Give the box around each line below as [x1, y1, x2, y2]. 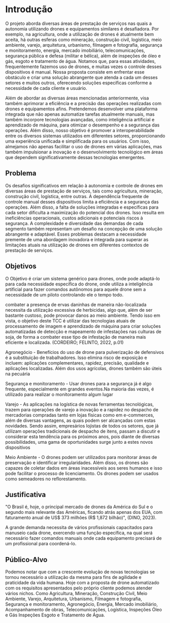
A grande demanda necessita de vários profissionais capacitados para [5, 524, 153, 531]
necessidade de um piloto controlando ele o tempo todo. [5, 291, 124, 298]
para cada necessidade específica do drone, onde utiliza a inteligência [5, 281, 153, 287]
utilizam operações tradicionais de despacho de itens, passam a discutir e [5, 428, 160, 434]
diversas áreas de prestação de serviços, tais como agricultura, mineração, [5, 188, 163, 194]
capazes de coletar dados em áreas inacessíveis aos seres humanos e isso [5, 465, 162, 471]
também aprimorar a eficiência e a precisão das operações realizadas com [5, 100, 162, 106]
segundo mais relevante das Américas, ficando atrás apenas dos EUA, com [5, 509, 163, 515]
